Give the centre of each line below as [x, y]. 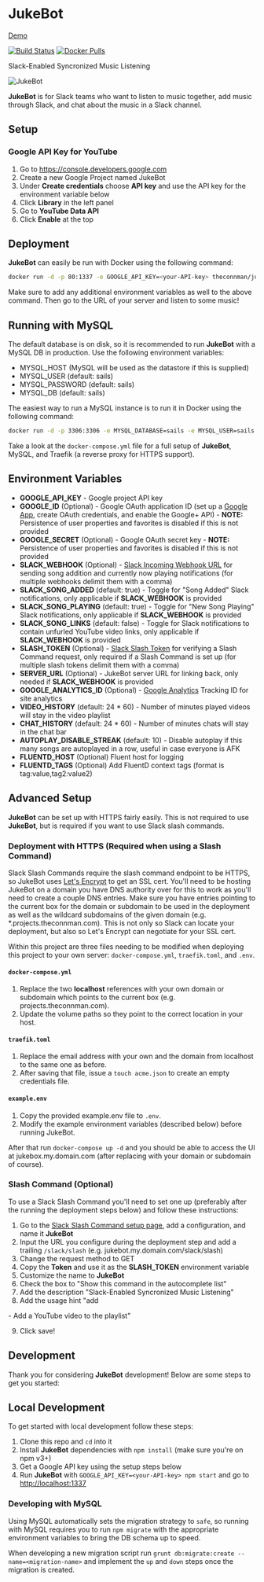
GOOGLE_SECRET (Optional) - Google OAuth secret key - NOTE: [125, 539]
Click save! [37, 1330]
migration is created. [42, 1569]
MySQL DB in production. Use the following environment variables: [116, 353]
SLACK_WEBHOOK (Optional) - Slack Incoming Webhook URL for [126, 565]
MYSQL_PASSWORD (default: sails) [77, 384]
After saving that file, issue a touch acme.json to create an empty [125, 1073]
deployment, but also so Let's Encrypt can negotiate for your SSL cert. [122, 931]
